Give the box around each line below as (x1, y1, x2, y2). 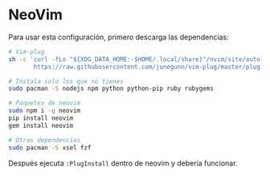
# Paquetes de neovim (8, 99, 81, 108)
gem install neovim (8, 121, 74, 129)
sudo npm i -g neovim (8, 107, 81, 115)
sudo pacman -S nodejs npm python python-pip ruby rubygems (8, 84, 215, 93)
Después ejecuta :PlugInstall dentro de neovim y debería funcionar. (8, 158, 238, 168)
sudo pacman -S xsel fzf (8, 143, 92, 152)
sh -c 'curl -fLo (8, 55, 67, 63)
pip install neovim (8, 114, 74, 122)
